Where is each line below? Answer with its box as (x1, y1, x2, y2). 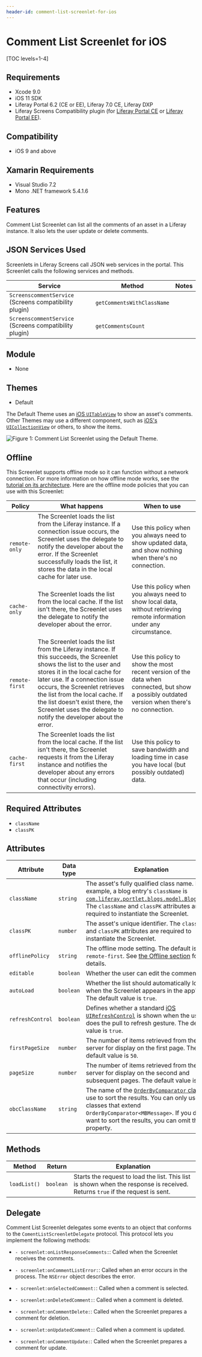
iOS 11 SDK (14, 95, 42, 102)
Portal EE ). (14, 114, 41, 121)
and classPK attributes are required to (85, 927, 192, 935)
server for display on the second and (85, 1068, 190, 1077)
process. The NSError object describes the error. (14, 1273, 135, 1280)
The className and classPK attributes (85, 902, 191, 910)
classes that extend (85, 1101, 141, 1110)
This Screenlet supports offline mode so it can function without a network (6, 468, 189, 476)
